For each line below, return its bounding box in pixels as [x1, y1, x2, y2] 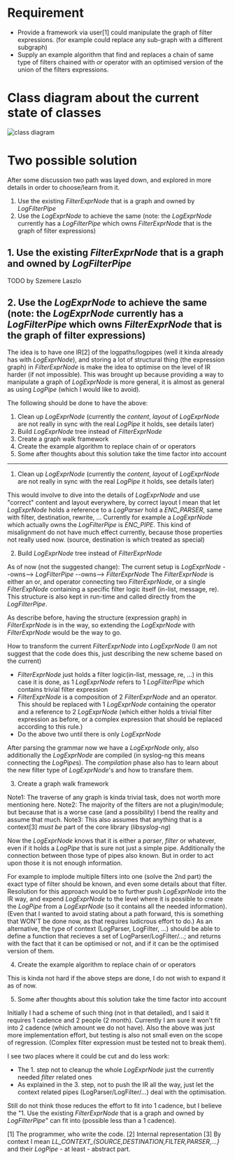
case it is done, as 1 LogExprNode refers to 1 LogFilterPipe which [17, 678, 205, 686]
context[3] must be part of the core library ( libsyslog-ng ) [7, 823, 171, 831]
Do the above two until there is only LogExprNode [17, 730, 162, 739]
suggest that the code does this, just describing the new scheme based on [7, 650, 222, 658]
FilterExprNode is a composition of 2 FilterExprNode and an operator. [17, 692, 218, 702]
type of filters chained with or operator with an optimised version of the [17, 57, 224, 66]
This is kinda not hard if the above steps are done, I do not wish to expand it [7, 974, 226, 983]
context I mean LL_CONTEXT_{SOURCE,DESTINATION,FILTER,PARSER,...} [7, 1138, 220, 1146]
